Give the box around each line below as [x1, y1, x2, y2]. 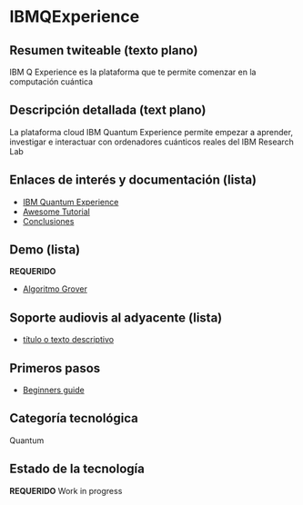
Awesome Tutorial [22, 206, 91, 217]
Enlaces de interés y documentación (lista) [9, 173, 258, 188]
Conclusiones [22, 215, 75, 226]
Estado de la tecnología [9, 461, 146, 477]
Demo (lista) [9, 243, 81, 258]
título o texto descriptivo [22, 334, 115, 345]
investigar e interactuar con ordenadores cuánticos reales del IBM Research [9, 136, 294, 147]
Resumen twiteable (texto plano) [9, 43, 198, 58]
